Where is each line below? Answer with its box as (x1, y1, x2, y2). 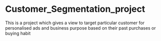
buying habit (5, 30, 31, 36)
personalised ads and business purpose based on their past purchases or (5, 25, 156, 31)
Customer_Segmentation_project (5, 3, 146, 15)
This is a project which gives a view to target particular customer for (5, 20, 145, 26)
